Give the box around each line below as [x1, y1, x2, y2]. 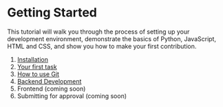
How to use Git [17, 70, 60, 78]
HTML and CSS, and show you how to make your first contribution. [7, 42, 197, 50]
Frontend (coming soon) [17, 84, 86, 93]
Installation [17, 55, 49, 63]
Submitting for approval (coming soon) [17, 91, 127, 100]
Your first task [17, 62, 57, 71]
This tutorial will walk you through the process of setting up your [7, 27, 190, 36]
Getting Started [7, 5, 98, 21]
